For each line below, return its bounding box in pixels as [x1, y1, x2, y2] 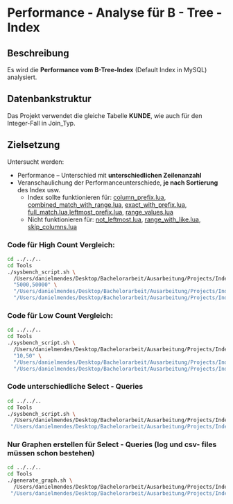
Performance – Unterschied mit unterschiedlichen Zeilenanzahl [17, 171, 202, 179]
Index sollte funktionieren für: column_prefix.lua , [27, 193, 166, 201]
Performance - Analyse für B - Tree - [7, 5, 223, 21]
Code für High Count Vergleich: [7, 240, 116, 249]
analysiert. [7, 73, 37, 81]
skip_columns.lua [27, 222, 78, 230]
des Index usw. [17, 185, 61, 194]
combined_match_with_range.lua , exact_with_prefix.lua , [27, 200, 187, 209]
